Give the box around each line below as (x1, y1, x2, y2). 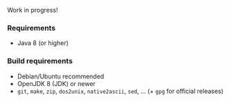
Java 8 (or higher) (17, 39, 69, 47)
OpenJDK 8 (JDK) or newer (17, 79, 96, 87)
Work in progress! (7, 6, 58, 14)
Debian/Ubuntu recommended (17, 72, 105, 80)
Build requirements (7, 56, 73, 66)
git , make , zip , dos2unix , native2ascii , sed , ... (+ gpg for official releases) (17, 87, 224, 95)
